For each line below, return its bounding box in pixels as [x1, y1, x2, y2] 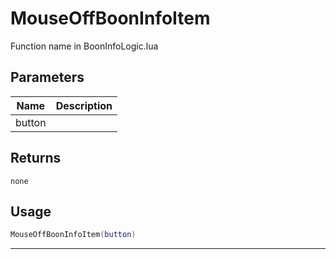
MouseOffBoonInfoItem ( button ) [10, 230, 137, 240]
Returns [10, 150, 62, 167]
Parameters [10, 69, 85, 86]
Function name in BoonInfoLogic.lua [10, 40, 159, 52]
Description [55, 98, 113, 112]
